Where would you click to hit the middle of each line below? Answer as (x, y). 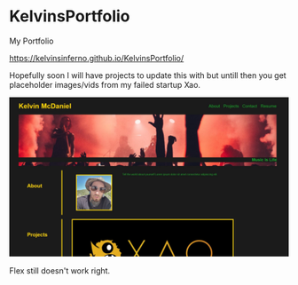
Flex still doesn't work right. (60, 271)
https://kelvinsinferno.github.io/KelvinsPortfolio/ (97, 58)
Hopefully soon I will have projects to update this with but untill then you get (148, 75)
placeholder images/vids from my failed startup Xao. (105, 84)
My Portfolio (31, 41)
